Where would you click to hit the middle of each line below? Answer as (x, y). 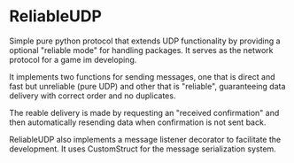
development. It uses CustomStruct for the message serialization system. (143, 149)
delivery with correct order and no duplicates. (93, 96)
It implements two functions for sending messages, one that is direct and (142, 76)
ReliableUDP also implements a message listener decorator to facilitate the (145, 139)
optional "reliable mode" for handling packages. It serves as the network (141, 50)
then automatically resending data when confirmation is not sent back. (138, 122)
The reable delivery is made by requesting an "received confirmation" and (144, 113)
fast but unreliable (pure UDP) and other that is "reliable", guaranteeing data (147, 86)
